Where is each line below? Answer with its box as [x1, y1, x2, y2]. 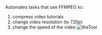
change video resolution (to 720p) [12, 19, 83, 25]
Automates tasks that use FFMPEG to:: [5, 4, 84, 10]
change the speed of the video [12, 24, 76, 30]
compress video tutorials [12, 14, 64, 19]
